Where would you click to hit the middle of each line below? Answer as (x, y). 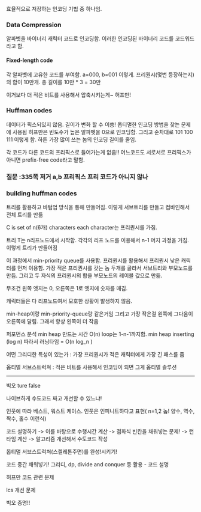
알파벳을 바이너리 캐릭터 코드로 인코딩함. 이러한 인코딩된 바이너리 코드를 (90, 38)
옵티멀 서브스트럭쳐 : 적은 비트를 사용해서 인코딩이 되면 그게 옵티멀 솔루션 (92, 367)
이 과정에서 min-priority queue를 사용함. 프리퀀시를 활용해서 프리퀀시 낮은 (93, 261)
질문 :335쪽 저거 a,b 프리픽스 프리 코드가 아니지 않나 (77, 177)
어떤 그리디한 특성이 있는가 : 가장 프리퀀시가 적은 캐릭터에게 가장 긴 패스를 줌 (95, 355)
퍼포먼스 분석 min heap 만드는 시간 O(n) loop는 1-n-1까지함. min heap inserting (100, 334)
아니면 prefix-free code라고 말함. (45, 160)
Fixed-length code (30, 60)
